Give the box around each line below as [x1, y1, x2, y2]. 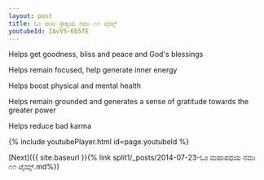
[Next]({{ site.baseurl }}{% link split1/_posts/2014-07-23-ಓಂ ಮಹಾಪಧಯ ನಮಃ [8, 152, 256, 163]
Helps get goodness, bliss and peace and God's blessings [8, 50, 204, 59]
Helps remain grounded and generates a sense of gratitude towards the [8, 97, 249, 107]
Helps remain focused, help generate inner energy [8, 65, 178, 75]
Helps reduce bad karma [8, 121, 92, 131]
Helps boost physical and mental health [8, 81, 141, 90]
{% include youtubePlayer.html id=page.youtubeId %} [8, 137, 190, 147]
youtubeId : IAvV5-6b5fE [8, 27, 90, 35]
